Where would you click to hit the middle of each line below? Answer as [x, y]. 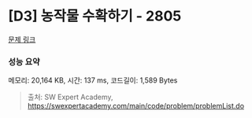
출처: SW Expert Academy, [70, 97]
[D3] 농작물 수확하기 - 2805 [95, 16]
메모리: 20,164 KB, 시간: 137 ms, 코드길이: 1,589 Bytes [93, 80]
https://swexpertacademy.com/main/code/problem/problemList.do [136, 106]
